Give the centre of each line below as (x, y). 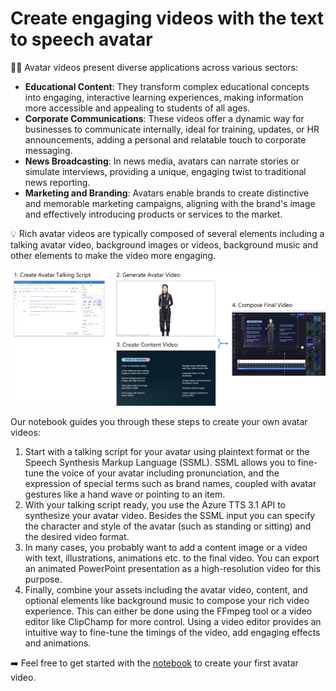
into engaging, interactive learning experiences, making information (164, 97)
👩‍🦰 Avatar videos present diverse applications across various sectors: (154, 67)
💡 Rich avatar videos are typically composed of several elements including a (167, 233)
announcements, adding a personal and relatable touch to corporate (165, 139)
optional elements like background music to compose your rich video (167, 600)
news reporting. (57, 182)
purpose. (43, 579)
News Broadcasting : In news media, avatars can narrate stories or (162, 161)
